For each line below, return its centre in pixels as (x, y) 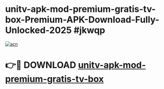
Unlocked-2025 (39, 30)
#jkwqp (89, 30)
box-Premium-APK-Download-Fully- (82, 20)
